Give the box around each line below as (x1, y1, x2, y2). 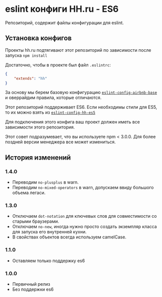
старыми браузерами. (12, 218, 60, 225)
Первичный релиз (12, 281, 50, 287)
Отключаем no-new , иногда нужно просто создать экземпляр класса (12, 224, 157, 230)
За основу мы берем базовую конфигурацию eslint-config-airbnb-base (5, 90, 158, 96)
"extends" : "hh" (14, 76, 48, 81)
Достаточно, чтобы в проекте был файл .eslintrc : (5, 62, 111, 67)
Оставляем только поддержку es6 (12, 258, 85, 264)
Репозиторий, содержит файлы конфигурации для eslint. (5, 20, 124, 26)
